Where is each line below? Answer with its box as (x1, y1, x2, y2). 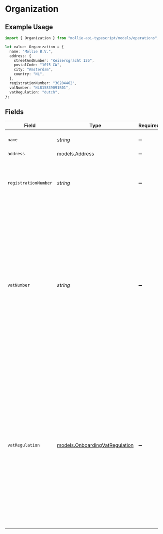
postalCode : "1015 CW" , (14, 62, 62, 68)
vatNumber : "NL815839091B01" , (9, 85, 70, 90)
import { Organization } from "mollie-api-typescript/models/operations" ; (5, 36, 160, 40)
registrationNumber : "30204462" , (9, 80, 77, 86)
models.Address (57, 150, 95, 157)
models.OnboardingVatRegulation (57, 442, 134, 449)
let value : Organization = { (5, 44, 64, 49)
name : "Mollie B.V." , (9, 49, 53, 54)
